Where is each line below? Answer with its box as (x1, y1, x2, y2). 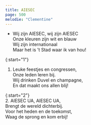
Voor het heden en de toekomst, (5, 108, 72, 114)
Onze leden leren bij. (12, 72, 56, 78)
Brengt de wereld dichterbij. (5, 103, 63, 109)
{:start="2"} (5, 92, 30, 99)
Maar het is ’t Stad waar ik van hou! (12, 47, 86, 53)
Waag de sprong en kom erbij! (5, 114, 68, 120)
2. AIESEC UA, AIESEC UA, (5, 98, 61, 104)
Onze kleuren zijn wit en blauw (12, 36, 77, 42)
